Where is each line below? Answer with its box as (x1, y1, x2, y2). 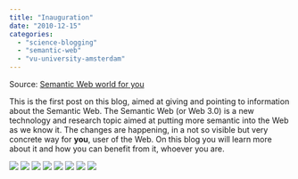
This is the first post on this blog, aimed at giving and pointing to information (9, 96, 290, 107)
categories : (9, 29, 54, 38)
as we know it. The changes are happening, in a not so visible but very (9, 125, 269, 134)
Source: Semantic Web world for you (9, 79, 145, 89)
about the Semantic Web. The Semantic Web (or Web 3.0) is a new (9, 106, 254, 116)
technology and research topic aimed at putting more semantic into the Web (9, 115, 289, 126)
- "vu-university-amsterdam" (17, 54, 126, 63)
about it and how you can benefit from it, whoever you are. (9, 143, 225, 154)
